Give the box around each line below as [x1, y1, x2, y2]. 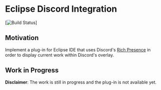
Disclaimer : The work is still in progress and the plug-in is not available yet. [5, 79, 157, 85]
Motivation [5, 34, 39, 42]
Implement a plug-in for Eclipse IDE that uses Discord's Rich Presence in [5, 46, 151, 52]
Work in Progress [5, 66, 59, 74]
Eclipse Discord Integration [5, 3, 117, 15]
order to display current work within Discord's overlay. [5, 52, 114, 58]
